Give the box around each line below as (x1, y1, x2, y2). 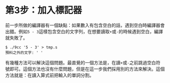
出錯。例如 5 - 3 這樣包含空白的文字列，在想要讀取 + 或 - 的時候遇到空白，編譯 (5, 28, 163, 34)
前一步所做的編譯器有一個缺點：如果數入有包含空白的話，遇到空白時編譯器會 (5, 22, 165, 28)
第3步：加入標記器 (5, 5, 82, 16)
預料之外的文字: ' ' (5, 50, 44, 55)
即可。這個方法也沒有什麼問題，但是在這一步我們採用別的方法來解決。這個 (9, 66, 165, 72)
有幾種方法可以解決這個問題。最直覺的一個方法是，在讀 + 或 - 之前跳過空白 (5, 59, 156, 65)
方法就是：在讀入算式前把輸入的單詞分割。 (5, 72, 94, 78)
